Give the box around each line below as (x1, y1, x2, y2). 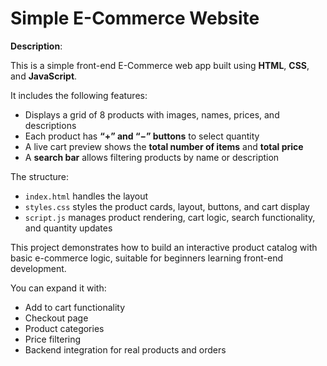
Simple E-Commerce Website (10, 7, 260, 30)
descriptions (24, 119, 77, 131)
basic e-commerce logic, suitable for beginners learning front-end (10, 252, 283, 264)
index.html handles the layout (24, 190, 149, 202)
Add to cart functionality (24, 301, 126, 313)
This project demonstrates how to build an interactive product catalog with (10, 241, 318, 253)
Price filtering (24, 333, 82, 345)
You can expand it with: (10, 282, 107, 294)
